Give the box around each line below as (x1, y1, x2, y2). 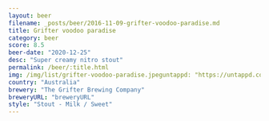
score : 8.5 (8, 41, 45, 49)
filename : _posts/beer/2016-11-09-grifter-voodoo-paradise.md (8, 19, 220, 27)
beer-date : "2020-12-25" (8, 49, 91, 57)
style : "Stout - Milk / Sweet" (8, 100, 113, 108)
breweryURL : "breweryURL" (8, 93, 94, 101)
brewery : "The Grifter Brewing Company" (8, 85, 146, 94)
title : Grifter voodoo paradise (8, 26, 116, 34)
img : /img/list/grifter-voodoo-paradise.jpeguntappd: (8, 71, 192, 79)
